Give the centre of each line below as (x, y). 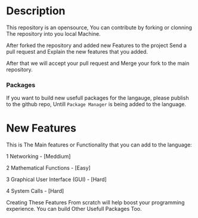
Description (36, 11)
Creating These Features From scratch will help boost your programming (95, 203)
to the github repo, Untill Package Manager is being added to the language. (96, 104)
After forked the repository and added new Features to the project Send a (96, 45)
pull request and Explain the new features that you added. (77, 51)
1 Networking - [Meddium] (38, 157)
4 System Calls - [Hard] (35, 191)
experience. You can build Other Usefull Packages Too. (74, 209)
